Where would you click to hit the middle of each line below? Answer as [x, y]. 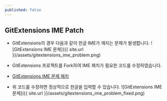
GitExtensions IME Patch [44, 31]
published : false [23, 10]
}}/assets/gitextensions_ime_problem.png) [56, 55]
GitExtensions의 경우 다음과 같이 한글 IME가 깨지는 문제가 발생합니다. [81, 43]
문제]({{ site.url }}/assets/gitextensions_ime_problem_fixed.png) [78, 93]
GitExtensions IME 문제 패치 [40, 76]
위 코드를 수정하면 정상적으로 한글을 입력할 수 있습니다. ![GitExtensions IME [87, 87]
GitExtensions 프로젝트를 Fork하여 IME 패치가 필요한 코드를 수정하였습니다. [87, 66]
